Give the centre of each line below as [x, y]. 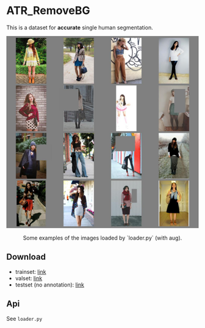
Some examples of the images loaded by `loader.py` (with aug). [103, 238]
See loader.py [24, 318]
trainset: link [31, 271]
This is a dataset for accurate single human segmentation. [80, 27]
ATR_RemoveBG [48, 11]
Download [26, 257]
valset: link [29, 278]
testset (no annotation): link [49, 285]
